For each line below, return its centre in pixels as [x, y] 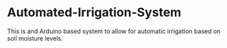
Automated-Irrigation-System [94, 13]
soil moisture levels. [35, 38]
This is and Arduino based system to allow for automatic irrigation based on [114, 31]
